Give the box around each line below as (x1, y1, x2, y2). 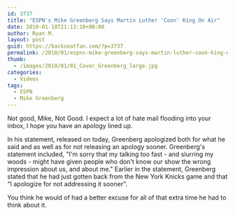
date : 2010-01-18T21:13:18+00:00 (7, 23, 105, 30)
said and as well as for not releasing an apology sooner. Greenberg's (7, 143, 206, 151)
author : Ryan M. (7, 29, 55, 37)
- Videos (13, 75, 39, 83)
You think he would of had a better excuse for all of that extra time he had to (7, 193, 227, 202)
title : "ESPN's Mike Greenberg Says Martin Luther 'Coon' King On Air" (7, 17, 220, 24)
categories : (7, 69, 42, 76)
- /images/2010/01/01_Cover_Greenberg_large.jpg (13, 62, 158, 69)
